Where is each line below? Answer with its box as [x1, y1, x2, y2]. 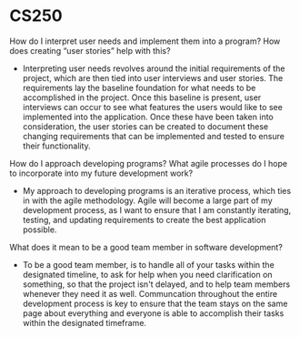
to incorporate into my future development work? [9, 168, 194, 179]
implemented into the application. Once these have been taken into [22, 111, 275, 122]
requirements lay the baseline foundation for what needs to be [22, 82, 256, 93]
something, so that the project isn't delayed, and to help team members [22, 279, 291, 290]
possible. [22, 224, 57, 235]
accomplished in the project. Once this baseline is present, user [22, 92, 262, 103]
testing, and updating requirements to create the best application [22, 214, 266, 225]
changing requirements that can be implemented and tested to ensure [22, 130, 285, 141]
